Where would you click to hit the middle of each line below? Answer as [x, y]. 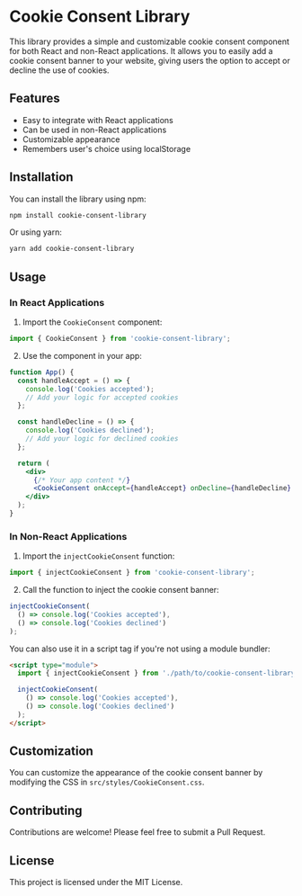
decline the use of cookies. [59, 70]
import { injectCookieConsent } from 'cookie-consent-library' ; [132, 573]
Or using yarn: [36, 232]
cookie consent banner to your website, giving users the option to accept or [150, 60]
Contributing [46, 810]
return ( [34, 463]
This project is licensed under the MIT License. [96, 883]
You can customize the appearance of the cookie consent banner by [136, 773]
